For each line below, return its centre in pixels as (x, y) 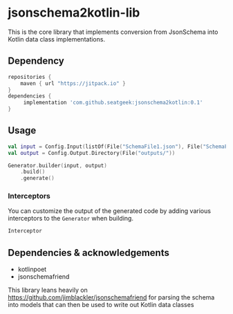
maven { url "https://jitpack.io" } (73, 83)
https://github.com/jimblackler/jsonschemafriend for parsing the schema (111, 297)
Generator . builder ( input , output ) (58, 165)
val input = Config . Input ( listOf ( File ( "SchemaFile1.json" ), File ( (105, 147)
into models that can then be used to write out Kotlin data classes (101, 305)
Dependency (36, 61)
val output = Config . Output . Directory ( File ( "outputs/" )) (92, 153)
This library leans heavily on (48, 290)
